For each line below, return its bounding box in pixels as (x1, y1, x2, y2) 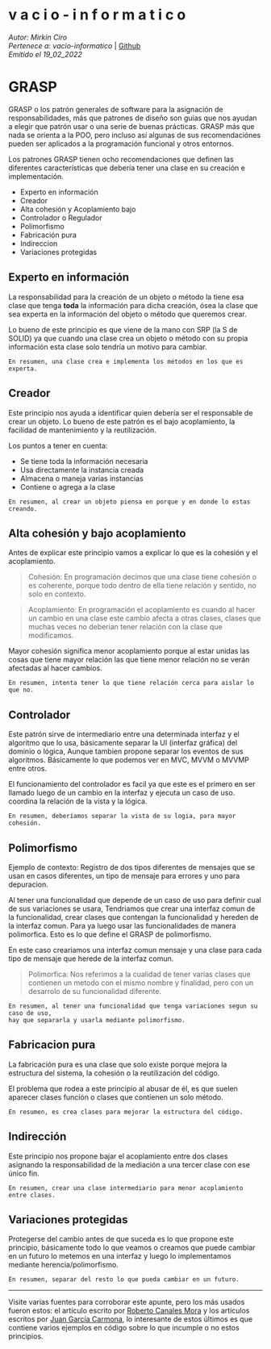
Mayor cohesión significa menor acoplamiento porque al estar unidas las (8, 646, 250, 656)
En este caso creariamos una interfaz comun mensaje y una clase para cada (8, 945, 262, 954)
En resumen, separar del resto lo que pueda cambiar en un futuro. (8, 1276, 240, 1284)
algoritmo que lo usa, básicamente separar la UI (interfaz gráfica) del (8, 738, 238, 748)
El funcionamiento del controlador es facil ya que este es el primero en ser (8, 779, 256, 789)
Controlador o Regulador (19, 212, 102, 223)
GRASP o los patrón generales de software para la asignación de (8, 104, 223, 114)
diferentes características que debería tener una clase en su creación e (8, 163, 246, 173)
